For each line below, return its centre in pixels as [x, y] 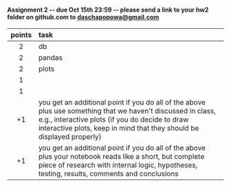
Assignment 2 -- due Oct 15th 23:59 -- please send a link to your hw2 [108, 10]
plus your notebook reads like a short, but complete [121, 157]
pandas [51, 58]
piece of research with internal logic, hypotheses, [118, 165]
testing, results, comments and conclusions [108, 174]
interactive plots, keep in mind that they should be [119, 129]
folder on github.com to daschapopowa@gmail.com [83, 16]
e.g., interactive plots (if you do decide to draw [113, 120]
